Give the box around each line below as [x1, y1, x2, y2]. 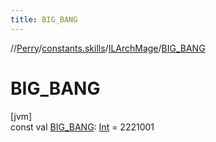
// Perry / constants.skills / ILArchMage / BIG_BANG [10, 42, 206, 54]
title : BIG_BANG [10, 14, 78, 25]
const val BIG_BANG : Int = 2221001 [10, 121, 155, 133]
